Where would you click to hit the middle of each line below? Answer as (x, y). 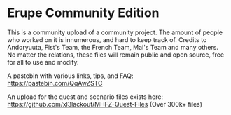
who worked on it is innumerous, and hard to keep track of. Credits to (107, 39)
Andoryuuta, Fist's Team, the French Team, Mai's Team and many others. (113, 47)
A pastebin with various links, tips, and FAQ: (70, 76)
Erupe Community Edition (83, 13)
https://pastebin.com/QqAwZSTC (55, 83)
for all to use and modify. (43, 62)
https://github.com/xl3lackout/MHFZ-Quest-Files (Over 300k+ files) (105, 104)
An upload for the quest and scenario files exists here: (85, 97)
